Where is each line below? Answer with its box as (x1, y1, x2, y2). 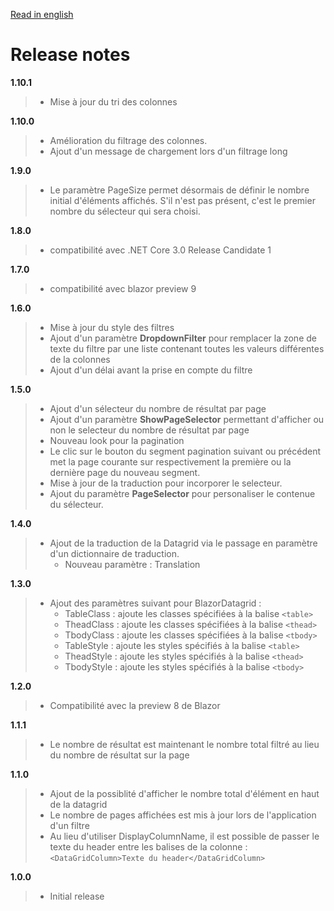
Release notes (10, 44, 131, 66)
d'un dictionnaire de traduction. (49, 547, 180, 559)
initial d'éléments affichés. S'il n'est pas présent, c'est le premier (49, 194, 316, 206)
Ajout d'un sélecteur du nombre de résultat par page (49, 402, 267, 414)
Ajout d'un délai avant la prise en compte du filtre (49, 364, 253, 376)
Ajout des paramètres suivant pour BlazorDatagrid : (49, 597, 262, 609)
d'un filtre (49, 819, 90, 831)
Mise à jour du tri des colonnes (49, 95, 178, 108)
